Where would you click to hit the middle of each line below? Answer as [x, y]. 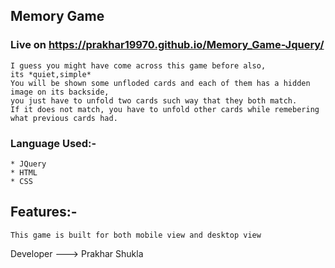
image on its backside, [60, 92]
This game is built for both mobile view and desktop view [136, 235]
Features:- [44, 212]
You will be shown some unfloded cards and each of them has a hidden [160, 83]
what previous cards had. [64, 118]
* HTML [24, 172]
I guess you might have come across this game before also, [138, 65]
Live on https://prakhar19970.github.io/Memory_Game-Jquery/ [167, 45]
